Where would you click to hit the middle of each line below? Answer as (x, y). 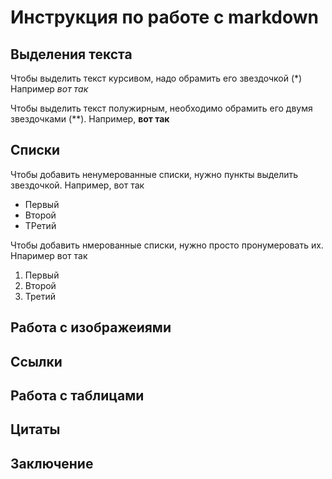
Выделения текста (71, 54)
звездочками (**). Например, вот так (90, 119)
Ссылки (36, 361)
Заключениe (52, 463)
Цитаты (35, 429)
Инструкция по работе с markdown (164, 17)
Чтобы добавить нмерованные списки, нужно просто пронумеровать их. (167, 245)
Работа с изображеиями (91, 327)
